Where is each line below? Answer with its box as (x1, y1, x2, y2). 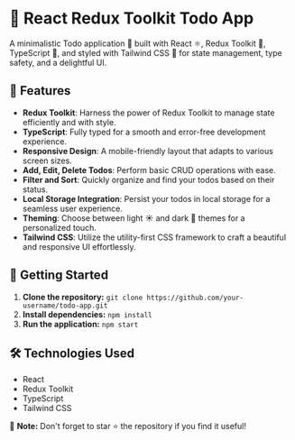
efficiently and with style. (22, 116, 116, 127)
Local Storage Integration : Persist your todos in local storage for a (22, 193, 271, 204)
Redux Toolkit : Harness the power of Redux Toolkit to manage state (22, 107, 275, 118)
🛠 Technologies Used (9, 345, 135, 361)
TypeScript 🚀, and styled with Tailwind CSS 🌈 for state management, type (9, 47, 282, 58)
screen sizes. (22, 155, 72, 166)
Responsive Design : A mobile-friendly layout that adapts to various (22, 145, 273, 156)
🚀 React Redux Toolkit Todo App (9, 8, 254, 29)
